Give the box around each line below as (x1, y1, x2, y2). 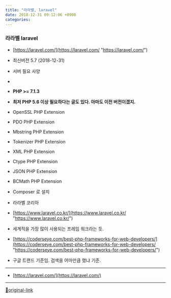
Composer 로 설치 (12, 188, 50, 194)
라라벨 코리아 (12, 200, 39, 206)
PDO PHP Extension (12, 118, 55, 125)
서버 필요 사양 (12, 68, 40, 74)
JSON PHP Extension (12, 168, 58, 174)
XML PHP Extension (12, 148, 55, 155)
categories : (5, 17, 31, 22)
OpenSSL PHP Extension (12, 109, 65, 115)
